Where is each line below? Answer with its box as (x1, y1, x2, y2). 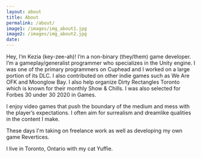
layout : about (6, 8, 42, 15)
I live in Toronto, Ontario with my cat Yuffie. (6, 145, 113, 152)
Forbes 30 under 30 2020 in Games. (6, 91, 97, 98)
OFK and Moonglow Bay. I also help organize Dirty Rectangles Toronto (6, 78, 180, 86)
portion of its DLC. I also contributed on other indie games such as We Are (6, 72, 190, 79)
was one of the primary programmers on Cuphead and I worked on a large (6, 66, 190, 72)
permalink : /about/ (6, 20, 55, 26)
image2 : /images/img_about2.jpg (6, 31, 87, 37)
